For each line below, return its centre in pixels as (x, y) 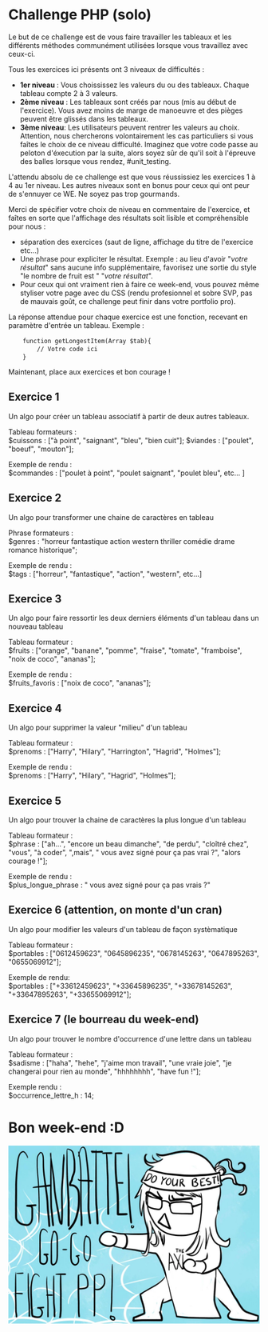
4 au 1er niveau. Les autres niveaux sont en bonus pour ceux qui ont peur (129, 185)
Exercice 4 (35, 708)
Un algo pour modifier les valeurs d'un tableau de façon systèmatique (123, 929)
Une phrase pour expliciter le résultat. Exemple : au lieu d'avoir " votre (134, 258)
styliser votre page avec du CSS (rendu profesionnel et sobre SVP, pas (136, 293)
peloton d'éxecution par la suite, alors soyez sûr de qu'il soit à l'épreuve (138, 153)
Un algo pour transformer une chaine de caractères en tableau (111, 517)
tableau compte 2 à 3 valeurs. (69, 93)
